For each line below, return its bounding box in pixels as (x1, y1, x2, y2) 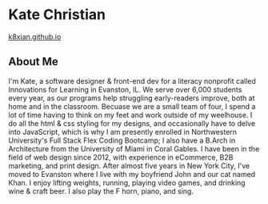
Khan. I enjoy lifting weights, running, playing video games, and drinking (8, 178, 246, 187)
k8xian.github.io (8, 32, 62, 41)
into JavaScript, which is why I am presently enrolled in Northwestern (8, 127, 238, 136)
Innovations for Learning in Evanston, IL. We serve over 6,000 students (8, 84, 242, 94)
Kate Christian (8, 6, 106, 24)
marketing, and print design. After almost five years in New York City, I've (8, 161, 250, 171)
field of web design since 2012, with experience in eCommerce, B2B (8, 152, 234, 162)
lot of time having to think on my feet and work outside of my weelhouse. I (8, 110, 253, 120)
